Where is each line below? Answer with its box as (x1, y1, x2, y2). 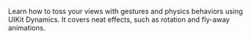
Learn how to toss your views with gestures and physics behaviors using (8, 7, 243, 16)
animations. (8, 23, 45, 32)
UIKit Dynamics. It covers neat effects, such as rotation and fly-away (8, 15, 230, 24)
